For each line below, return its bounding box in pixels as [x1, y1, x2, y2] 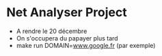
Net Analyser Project [6, 5, 127, 20]
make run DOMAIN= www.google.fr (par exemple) [16, 41, 156, 49]
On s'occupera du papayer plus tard [16, 34, 118, 42]
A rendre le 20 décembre [16, 27, 87, 35]
